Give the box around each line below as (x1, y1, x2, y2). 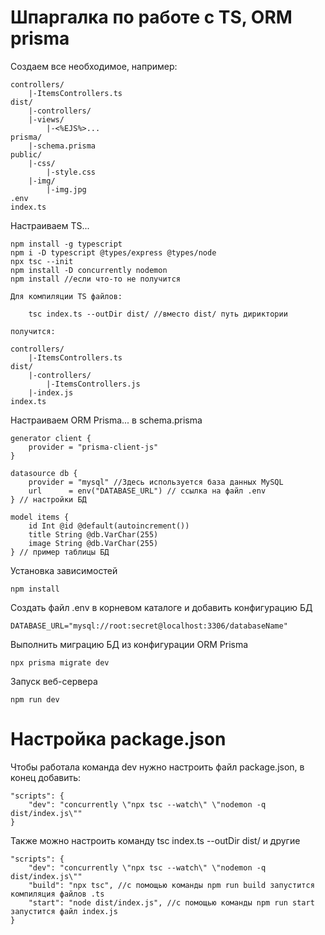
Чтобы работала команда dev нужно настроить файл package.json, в (10, 761, 305, 773)
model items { (10, 512, 70, 522)
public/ (10, 149, 43, 160)
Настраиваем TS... (10, 219, 90, 231)
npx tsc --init (10, 256, 74, 266)
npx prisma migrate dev (10, 657, 110, 668)
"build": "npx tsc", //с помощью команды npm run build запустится (28, 880, 315, 890)
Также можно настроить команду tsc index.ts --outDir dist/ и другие (10, 834, 301, 846)
